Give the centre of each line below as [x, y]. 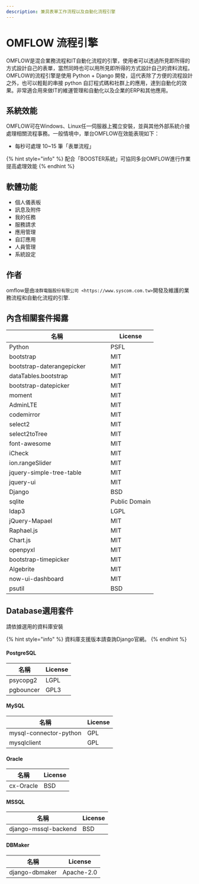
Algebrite [22, 569]
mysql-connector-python [45, 733]
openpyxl [22, 549]
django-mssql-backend [43, 829]
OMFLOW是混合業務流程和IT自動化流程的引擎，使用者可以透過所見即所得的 [98, 61]
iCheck [19, 453]
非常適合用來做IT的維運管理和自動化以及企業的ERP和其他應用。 [94, 90]
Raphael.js [24, 530]
